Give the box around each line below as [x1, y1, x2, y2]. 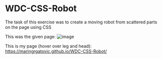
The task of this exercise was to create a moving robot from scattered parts [5, 19, 158, 25]
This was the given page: [5, 34, 56, 39]
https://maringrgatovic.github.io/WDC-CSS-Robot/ [5, 48, 107, 54]
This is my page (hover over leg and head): [5, 43, 92, 49]
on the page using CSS [5, 24, 51, 30]
